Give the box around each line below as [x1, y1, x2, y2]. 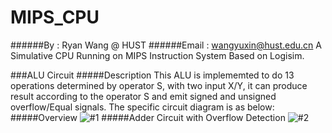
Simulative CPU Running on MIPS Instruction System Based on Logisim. [10, 49, 305, 61]
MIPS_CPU [10, 6, 100, 29]
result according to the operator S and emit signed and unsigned [10, 90, 277, 102]
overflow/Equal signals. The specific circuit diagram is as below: [10, 101, 275, 113]
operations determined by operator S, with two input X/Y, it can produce [10, 79, 308, 91]
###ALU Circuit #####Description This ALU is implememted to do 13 [10, 69, 295, 81]
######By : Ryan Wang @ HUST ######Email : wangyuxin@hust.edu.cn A [10, 39, 322, 51]
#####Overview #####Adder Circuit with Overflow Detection [10, 111, 286, 123]
